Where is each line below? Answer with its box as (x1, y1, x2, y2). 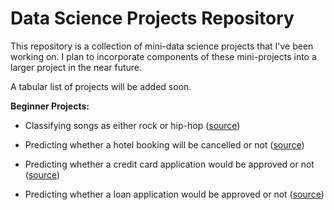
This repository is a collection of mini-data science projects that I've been (10, 40, 314, 52)
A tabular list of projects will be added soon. (10, 80, 192, 92)
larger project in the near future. (10, 61, 143, 73)
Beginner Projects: (10, 100, 90, 112)
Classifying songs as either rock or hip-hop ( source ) (24, 119, 241, 131)
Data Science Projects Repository (10, 7, 295, 30)
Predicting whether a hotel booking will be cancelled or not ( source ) (24, 138, 305, 151)
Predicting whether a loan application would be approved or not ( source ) (24, 188, 325, 200)
